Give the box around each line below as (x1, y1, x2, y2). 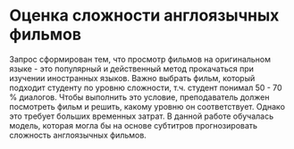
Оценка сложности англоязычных (9, 5, 280, 26)
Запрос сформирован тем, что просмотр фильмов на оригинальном (9, 54, 271, 64)
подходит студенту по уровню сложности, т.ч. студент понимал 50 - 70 (9, 82, 283, 93)
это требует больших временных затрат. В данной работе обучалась (9, 111, 274, 121)
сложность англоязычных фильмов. (9, 129, 147, 140)
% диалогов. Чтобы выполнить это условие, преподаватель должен (9, 91, 270, 103)
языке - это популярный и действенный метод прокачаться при (9, 63, 255, 74)
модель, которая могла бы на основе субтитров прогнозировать (9, 120, 257, 130)
